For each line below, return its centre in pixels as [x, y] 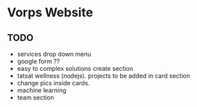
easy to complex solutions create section [75, 68]
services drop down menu [54, 54]
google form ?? [38, 61]
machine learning [42, 90]
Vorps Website [50, 13]
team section [35, 97]
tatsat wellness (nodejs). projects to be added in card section [103, 76]
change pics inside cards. [54, 83]
